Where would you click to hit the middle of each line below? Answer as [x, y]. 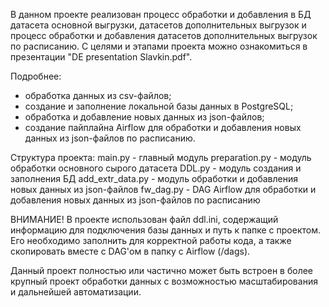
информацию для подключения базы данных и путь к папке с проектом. [165, 230]
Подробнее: [36, 76]
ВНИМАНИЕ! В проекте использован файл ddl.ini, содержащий [144, 219]
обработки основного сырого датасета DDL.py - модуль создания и [156, 168]
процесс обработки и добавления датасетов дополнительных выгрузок [164, 35]
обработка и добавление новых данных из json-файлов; [144, 117]
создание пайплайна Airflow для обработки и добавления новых [163, 127]
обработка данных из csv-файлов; [98, 95]
